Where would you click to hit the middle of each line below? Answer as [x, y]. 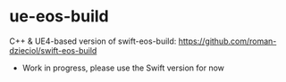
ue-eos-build [59, 16]
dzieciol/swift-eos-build [53, 50]
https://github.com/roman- [227, 41]
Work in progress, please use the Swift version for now [123, 68]
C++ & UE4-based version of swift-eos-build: [93, 41]
